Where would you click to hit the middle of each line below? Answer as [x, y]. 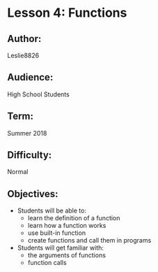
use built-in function [56, 233]
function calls [47, 263]
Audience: [30, 77]
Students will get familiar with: [61, 248]
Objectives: [33, 194]
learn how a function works [67, 226]
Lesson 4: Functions [67, 13]
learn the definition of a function [74, 218]
